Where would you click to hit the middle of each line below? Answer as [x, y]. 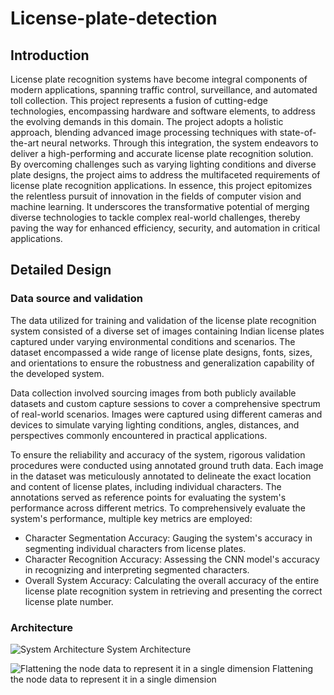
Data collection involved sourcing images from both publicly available [153, 393]
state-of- [298, 132]
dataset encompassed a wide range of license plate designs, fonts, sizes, [161, 352]
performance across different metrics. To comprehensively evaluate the [158, 508]
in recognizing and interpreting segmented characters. [137, 569]
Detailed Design [61, 270]
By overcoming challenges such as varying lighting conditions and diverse [163, 164]
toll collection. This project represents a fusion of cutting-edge [139, 100]
